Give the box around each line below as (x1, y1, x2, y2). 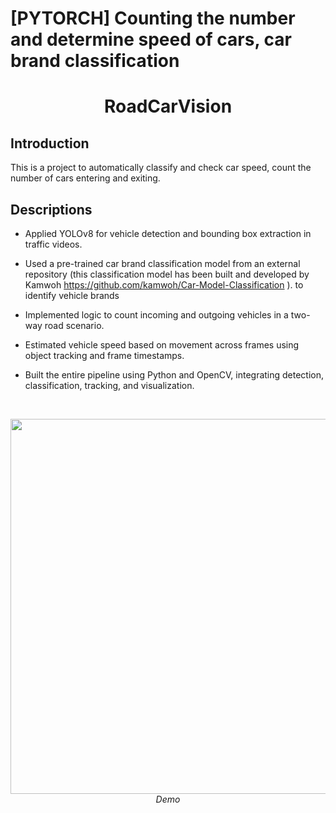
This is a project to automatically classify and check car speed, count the (10, 162, 312, 174)
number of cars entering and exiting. (10, 172, 161, 184)
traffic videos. (24, 238, 83, 250)
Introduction (10, 135, 90, 152)
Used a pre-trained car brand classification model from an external (24, 258, 301, 269)
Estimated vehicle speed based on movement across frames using (24, 339, 300, 351)
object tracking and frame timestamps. (24, 350, 185, 361)
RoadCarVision (103, 95, 233, 118)
